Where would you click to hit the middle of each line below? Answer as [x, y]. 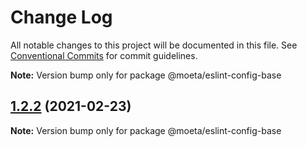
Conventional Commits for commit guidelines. [104, 55]
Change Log [61, 17]
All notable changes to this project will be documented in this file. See [154, 45]
